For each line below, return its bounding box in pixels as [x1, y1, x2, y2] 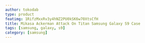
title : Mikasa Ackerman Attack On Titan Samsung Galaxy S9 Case [5, 21, 141, 26]
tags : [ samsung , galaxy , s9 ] [5, 26, 65, 31]
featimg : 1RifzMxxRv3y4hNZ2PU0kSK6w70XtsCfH [5, 16, 98, 21]
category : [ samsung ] [5, 30, 48, 35]
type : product [5, 12, 35, 17]
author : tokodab [5, 7, 39, 12]
